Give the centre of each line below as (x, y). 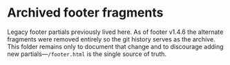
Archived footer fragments (85, 13)
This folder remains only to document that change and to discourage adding (115, 46)
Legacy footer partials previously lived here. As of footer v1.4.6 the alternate (115, 32)
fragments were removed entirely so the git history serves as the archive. (111, 39)
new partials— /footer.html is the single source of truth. (87, 54)
